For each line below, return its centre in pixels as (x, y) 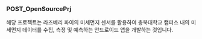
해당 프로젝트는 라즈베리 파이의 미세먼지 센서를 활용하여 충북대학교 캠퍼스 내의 (98, 22)
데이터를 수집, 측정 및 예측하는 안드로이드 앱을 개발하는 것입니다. (98, 30)
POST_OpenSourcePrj (39, 9)
